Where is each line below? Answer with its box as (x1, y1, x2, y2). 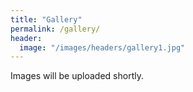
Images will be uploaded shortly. (10, 70, 144, 82)
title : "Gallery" (10, 14, 83, 25)
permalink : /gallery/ (10, 24, 101, 34)
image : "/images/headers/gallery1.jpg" (19, 42, 186, 53)
